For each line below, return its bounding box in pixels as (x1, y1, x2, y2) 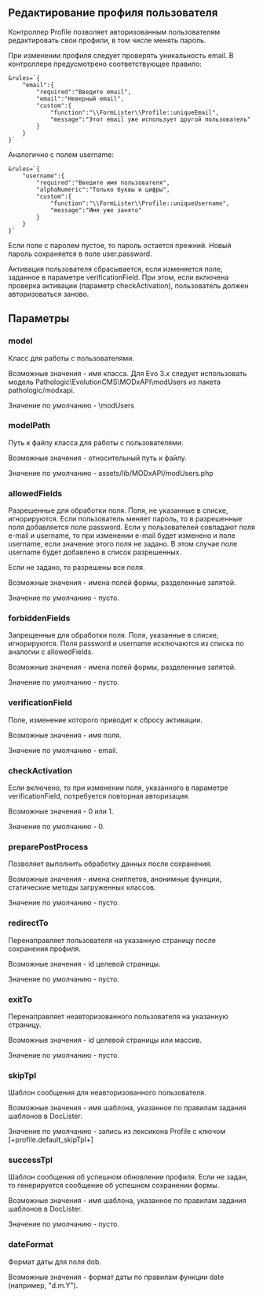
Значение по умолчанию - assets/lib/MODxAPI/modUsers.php (8, 468, 214, 477)
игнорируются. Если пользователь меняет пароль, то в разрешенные (8, 514, 243, 524)
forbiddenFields (8, 612, 71, 623)
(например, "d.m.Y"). (8, 1280, 79, 1290)
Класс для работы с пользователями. (8, 353, 135, 363)
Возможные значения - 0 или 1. (8, 806, 114, 816)
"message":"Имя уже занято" (49, 206, 143, 214)
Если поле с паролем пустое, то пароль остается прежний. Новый (8, 240, 232, 250)
